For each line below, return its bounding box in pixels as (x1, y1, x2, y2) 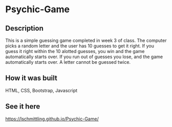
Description (5, 24, 44, 33)
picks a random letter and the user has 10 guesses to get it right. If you (5, 43, 155, 49)
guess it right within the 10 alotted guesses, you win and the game (5, 48, 145, 54)
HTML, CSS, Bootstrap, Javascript (5, 87, 78, 93)
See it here (5, 102, 40, 111)
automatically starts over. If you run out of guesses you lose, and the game (5, 54, 163, 60)
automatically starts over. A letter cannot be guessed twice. (5, 59, 131, 65)
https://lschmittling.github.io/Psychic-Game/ (5, 116, 99, 122)
